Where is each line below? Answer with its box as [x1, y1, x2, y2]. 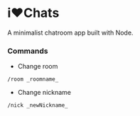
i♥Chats [7, 5, 60, 21]
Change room [17, 62, 58, 71]
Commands [7, 46, 48, 56]
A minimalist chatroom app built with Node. [7, 28, 134, 37]
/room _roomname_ [7, 76, 59, 83]
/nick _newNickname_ [7, 102, 69, 109]
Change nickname [17, 88, 72, 97]
